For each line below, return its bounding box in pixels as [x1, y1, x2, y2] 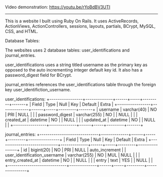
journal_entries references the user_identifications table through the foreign [5, 82, 156, 87]
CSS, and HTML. [5, 29, 38, 34]
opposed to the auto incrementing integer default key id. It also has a [5, 67, 143, 72]
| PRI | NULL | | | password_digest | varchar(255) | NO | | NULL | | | [5, 112, 138, 117]
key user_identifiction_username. [5, 87, 71, 92]
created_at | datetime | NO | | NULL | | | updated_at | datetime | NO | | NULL [5, 117, 156, 123]
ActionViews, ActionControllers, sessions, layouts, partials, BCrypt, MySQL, [5, 23, 156, 29]
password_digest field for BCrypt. [5, 72, 72, 78]
